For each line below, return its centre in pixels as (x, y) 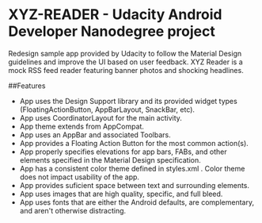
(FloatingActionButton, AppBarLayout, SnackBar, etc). (107, 110)
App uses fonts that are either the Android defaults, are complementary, (137, 202)
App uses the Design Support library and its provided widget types (128, 101)
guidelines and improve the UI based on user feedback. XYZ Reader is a (125, 62)
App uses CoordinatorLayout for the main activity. (101, 117)
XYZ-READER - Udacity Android (116, 15)
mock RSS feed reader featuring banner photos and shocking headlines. (126, 70)
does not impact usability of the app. (80, 177)
